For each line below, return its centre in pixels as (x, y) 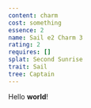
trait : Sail (28, 67)
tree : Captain (32, 74)
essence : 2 (26, 30)
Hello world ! (28, 96)
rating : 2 (25, 45)
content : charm (33, 15)
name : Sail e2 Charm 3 (45, 37)
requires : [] (30, 52)
